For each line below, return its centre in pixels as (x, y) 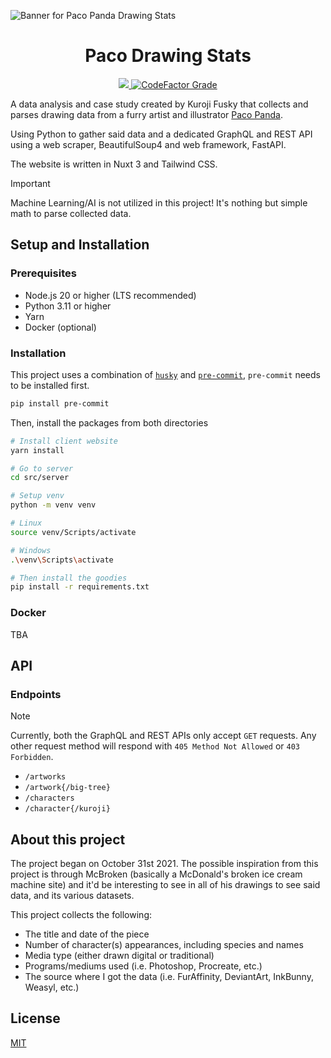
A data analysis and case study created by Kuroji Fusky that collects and (159, 104)
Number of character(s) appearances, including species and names (164, 945)
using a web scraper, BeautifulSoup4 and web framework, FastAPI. (148, 144)
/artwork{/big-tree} (67, 788)
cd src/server (40, 478)
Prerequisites (43, 273)
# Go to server (42, 468)
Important (30, 183)
